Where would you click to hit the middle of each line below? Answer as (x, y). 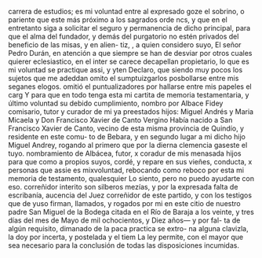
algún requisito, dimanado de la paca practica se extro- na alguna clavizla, (128, 229)
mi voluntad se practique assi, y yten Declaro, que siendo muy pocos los (126, 70)
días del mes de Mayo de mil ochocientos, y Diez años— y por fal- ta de (124, 220)
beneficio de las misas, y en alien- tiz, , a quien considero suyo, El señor (125, 45)
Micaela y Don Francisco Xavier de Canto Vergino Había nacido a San (120, 120)
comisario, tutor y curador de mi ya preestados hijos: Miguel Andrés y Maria (131, 112)
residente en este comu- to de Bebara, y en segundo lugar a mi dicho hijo (127, 136)
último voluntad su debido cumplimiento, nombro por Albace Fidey (116, 103)
